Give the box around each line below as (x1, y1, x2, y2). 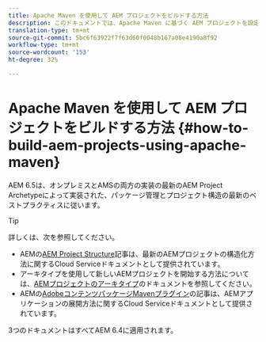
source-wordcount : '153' (8, 48, 90, 56)
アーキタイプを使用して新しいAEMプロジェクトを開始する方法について (19, 268, 249, 278)
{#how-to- (177, 120, 249, 137)
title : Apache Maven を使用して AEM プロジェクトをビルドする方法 (8, 11, 209, 20)
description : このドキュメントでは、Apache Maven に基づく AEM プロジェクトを (8, 19, 248, 27)
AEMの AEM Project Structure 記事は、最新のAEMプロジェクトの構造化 (19, 249, 248, 258)
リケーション (19, 298, 62, 308)
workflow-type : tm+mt (8, 41, 80, 49)
